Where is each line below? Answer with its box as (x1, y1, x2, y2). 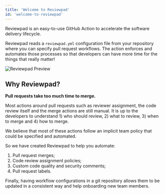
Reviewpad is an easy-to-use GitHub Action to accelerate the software (5, 25, 150, 31)
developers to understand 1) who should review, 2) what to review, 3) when (5, 113, 159, 119)
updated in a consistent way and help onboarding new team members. (5, 183, 150, 189)
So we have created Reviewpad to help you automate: (5, 143, 116, 149)
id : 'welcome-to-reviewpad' (5, 12, 64, 17)
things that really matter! (5, 56, 56, 62)
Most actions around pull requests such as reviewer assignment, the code (5, 102, 157, 109)
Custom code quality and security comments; (12, 163, 106, 169)
